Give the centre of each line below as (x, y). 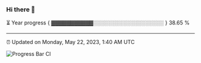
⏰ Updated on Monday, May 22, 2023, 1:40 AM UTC (71, 42)
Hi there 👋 (21, 10)
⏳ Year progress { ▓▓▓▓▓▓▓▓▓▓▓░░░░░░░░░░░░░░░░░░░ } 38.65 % (98, 23)
